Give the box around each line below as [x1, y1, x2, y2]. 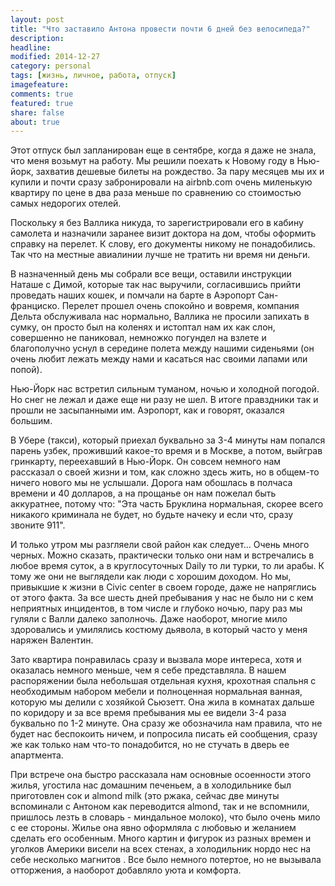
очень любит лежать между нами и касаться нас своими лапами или [10, 353, 308, 365]
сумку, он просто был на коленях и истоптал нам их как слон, [10, 321, 276, 333]
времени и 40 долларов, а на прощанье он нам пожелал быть [10, 487, 277, 500]
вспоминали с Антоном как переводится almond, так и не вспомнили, [10, 801, 310, 813]
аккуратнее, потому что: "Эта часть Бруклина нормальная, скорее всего [10, 498, 324, 510]
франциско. [10, 300, 60, 312]
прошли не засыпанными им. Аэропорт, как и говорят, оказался [10, 404, 285, 416]
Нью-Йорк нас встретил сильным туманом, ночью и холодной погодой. [10, 383, 320, 395]
